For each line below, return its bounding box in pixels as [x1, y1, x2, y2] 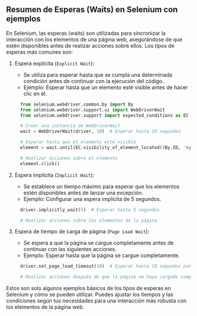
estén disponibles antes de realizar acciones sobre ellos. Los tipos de [6, 42, 175, 49]
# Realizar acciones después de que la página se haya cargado [20, 274, 178, 280]
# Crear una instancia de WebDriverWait [20, 123, 121, 129]
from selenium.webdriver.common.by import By [20, 101, 133, 107]
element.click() [20, 160, 60, 167]
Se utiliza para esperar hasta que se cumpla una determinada [23, 71, 172, 78]
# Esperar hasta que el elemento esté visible [20, 139, 136, 145]
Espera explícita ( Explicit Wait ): [14, 60, 95, 67]
